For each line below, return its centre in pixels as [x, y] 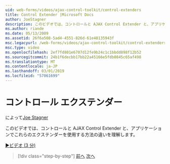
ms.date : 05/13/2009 [27, 33]
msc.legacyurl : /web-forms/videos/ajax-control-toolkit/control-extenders [86, 43]
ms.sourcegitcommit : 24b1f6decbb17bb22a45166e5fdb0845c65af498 [73, 57]
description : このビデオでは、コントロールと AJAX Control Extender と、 [78, 24]
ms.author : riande [25, 29]
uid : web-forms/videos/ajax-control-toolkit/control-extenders [73, 10]
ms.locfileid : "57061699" [32, 76]
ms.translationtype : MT [30, 62]
